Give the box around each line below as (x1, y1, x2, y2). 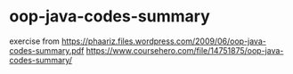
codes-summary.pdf (9, 45, 85, 55)
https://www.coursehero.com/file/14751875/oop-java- (85, 45, 284, 55)
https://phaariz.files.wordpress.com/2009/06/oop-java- (61, 36, 267, 46)
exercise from (9, 36, 61, 46)
